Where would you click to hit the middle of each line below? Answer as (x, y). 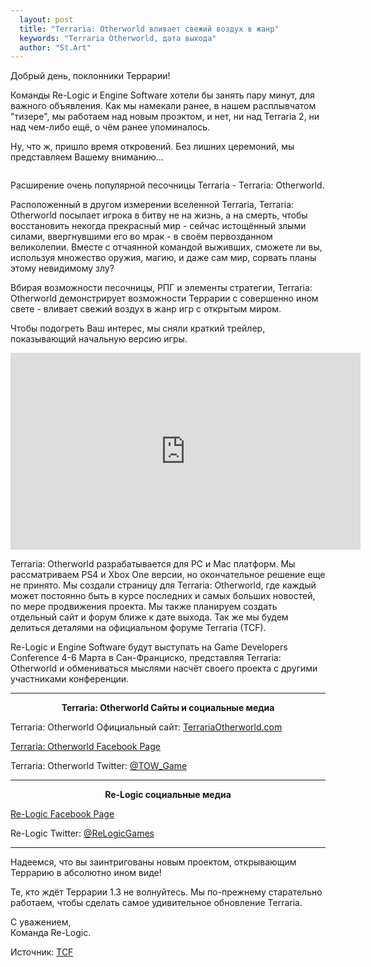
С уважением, (41, 922)
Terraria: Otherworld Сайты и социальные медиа (168, 708)
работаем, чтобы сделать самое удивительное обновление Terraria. (156, 903)
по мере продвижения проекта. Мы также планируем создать (144, 607)
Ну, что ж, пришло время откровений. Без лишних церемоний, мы (152, 147)
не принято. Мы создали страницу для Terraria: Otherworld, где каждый (163, 585)
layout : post (46, 19)
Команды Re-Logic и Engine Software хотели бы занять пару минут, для (162, 95)
